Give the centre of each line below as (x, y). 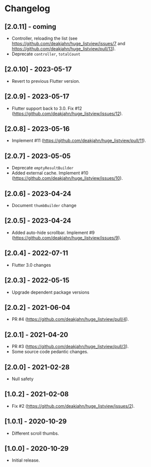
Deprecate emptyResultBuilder (43, 168)
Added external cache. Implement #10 (50, 173)
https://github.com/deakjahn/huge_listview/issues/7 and (68, 44)
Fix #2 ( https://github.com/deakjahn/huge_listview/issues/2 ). (73, 406)
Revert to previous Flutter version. (46, 81)
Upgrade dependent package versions (51, 292)
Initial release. (26, 460)
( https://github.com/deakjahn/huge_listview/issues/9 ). (66, 237)
